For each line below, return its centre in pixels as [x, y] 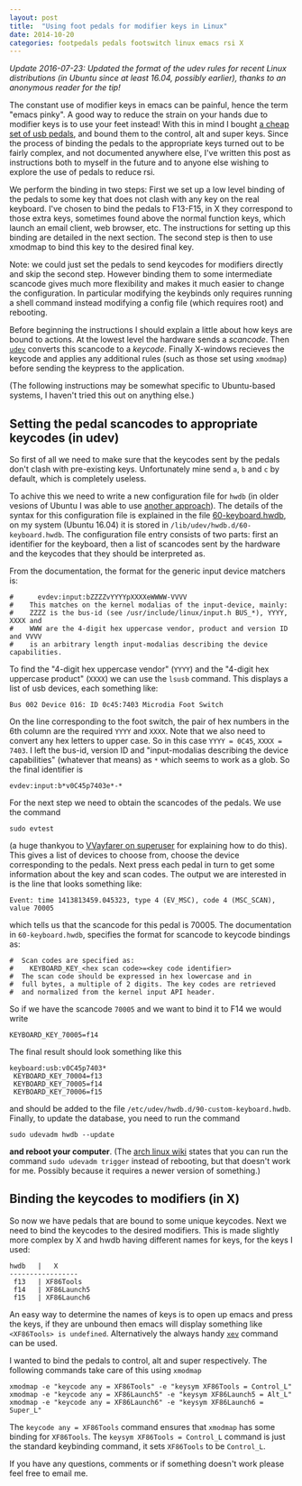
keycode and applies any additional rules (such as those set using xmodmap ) [148, 359]
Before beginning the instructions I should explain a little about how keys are [151, 330]
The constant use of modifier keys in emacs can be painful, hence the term [149, 105]
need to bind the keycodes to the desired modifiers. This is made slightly [144, 1230]
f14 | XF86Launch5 [52, 1289]
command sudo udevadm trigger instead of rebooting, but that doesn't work [150, 1161]
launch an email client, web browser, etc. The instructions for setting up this [150, 228]
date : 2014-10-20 [42, 34]
